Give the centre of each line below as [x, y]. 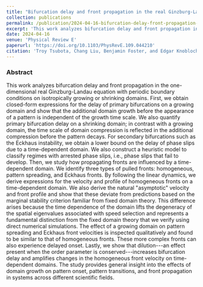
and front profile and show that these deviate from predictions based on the [101, 194]
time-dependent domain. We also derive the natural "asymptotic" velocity [98, 188]
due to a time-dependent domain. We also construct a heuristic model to [97, 150]
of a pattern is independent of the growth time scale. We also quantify [93, 118]
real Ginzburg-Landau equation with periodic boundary [106, 92]
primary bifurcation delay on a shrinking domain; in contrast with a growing [100, 124]
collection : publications [39, 17]
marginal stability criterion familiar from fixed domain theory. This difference [101, 201]
